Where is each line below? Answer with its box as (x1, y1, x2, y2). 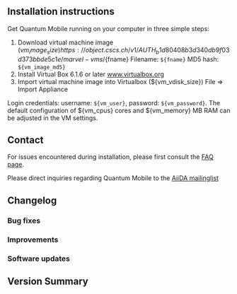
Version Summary (7, 275, 88, 287)
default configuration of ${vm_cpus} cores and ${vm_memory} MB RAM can (7, 106, 231, 114)
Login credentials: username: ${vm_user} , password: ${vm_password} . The (7, 98, 221, 107)
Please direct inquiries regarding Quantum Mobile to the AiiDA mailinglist (7, 174, 219, 182)
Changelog (7, 194, 57, 206)
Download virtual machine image (17, 38, 114, 47)
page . (7, 160, 25, 169)
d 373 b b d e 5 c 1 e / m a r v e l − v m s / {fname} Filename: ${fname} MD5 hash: (17, 54, 219, 63)
